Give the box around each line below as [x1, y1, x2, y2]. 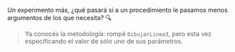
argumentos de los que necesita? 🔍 [7, 14, 112, 21]
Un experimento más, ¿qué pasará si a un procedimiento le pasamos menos [7, 6, 228, 14]
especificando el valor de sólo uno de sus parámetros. [24, 37, 183, 45]
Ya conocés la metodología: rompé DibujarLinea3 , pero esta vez [24, 30, 212, 37]
